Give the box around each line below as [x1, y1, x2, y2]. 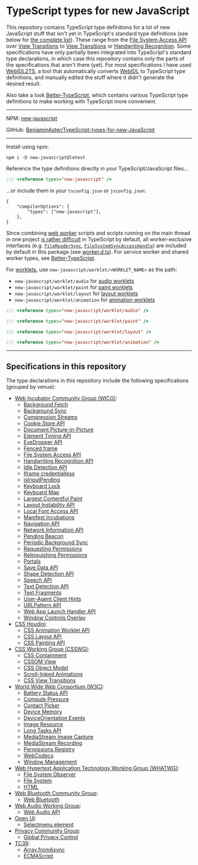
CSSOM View [23, 658, 57, 665]
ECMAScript [23, 853, 54, 860]
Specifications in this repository [6, 361, 127, 371]
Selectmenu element [23, 821, 74, 828]
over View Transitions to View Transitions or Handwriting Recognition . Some [6, 42, 192, 50]
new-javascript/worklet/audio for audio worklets [14, 277, 134, 284]
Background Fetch [23, 401, 68, 408]
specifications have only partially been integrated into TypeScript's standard [6, 48, 192, 55]
